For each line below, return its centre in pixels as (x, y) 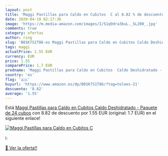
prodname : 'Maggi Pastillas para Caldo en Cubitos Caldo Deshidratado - (84, 70)
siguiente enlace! (23, 118)
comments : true (21, 28)
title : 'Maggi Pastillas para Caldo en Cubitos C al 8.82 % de (73, 14)
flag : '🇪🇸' (17, 79)
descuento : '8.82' (24, 89)
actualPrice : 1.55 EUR (29, 51)
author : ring (19, 38)
